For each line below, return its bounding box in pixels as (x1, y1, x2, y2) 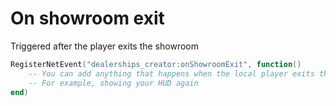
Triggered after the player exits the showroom (10, 40, 199, 52)
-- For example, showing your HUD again (28, 78, 199, 88)
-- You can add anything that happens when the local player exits (28, 68, 315, 79)
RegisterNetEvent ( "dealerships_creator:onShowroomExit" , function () (10, 59, 302, 69)
